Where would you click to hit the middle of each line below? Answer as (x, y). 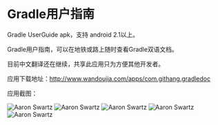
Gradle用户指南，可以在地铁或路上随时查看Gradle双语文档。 (92, 49)
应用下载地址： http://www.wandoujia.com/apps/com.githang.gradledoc (109, 78)
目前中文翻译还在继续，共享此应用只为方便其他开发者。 (86, 64)
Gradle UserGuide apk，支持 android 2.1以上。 (73, 35)
